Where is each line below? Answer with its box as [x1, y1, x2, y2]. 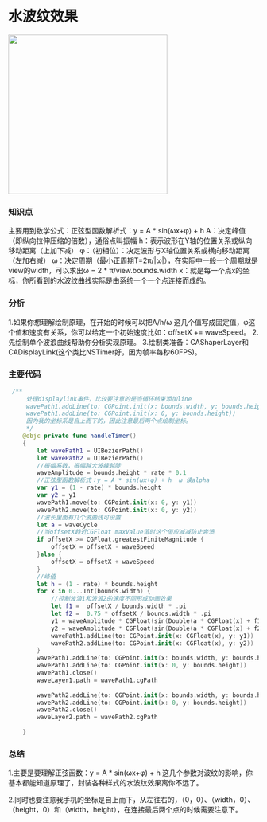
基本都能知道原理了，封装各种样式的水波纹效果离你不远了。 [8, 778, 203, 788]
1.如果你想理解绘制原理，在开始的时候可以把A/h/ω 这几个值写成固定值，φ [8, 317, 249, 327]
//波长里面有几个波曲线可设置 [37, 513, 122, 522]
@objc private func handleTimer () [22, 432, 137, 440]
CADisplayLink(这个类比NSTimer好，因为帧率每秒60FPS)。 [8, 347, 202, 357]
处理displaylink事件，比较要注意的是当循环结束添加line [25, 395, 192, 403]
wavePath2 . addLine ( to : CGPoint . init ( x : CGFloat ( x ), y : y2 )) [50, 639, 254, 648]
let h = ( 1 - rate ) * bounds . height [37, 580, 158, 588]
